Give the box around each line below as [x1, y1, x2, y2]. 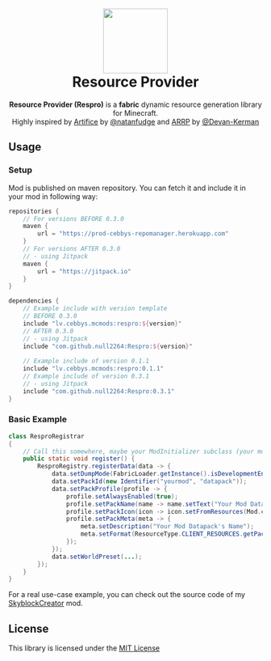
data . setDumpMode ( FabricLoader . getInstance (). [51, 470, 211, 478]
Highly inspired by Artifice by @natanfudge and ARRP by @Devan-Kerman [11, 117, 260, 126]
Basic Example [8, 413, 67, 425]
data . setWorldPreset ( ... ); [51, 553, 143, 561]
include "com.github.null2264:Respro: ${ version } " [23, 342, 194, 350]
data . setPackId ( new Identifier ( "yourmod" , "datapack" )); [51, 477, 248, 485]
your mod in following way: [8, 191, 98, 201]
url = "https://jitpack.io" [37, 267, 131, 275]
